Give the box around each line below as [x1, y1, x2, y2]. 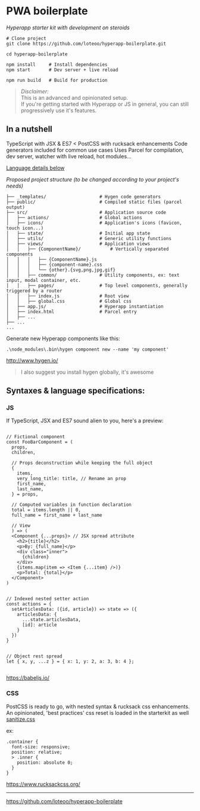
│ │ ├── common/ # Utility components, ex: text [6, 272, 180, 278]
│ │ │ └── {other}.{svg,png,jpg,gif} [6, 267, 116, 273]
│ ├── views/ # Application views [6, 241, 151, 247]
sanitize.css [6, 715, 36, 723]
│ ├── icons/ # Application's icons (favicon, [6, 220, 183, 226]
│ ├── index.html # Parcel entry [6, 309, 137, 315]
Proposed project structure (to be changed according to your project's [6, 176, 180, 183]
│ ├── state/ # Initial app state [6, 230, 151, 236]
